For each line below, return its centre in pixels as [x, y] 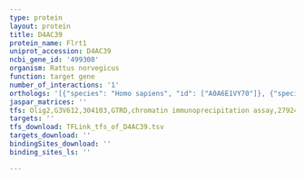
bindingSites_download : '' [60, 144]
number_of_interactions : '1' [64, 85]
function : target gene [52, 77]
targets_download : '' [50, 136]
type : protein [36, 18]
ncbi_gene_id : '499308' [54, 60]
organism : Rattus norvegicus [64, 69]
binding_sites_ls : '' [50, 152]
